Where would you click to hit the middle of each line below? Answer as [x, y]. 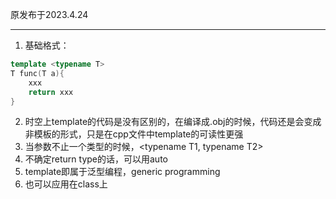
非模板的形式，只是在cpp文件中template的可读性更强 [134, 134]
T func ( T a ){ [37, 73]
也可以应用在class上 [66, 184]
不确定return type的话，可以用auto [96, 159]
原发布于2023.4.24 [49, 14]
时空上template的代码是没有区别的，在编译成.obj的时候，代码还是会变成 [173, 122]
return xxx [51, 92]
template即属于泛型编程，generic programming [122, 172]
